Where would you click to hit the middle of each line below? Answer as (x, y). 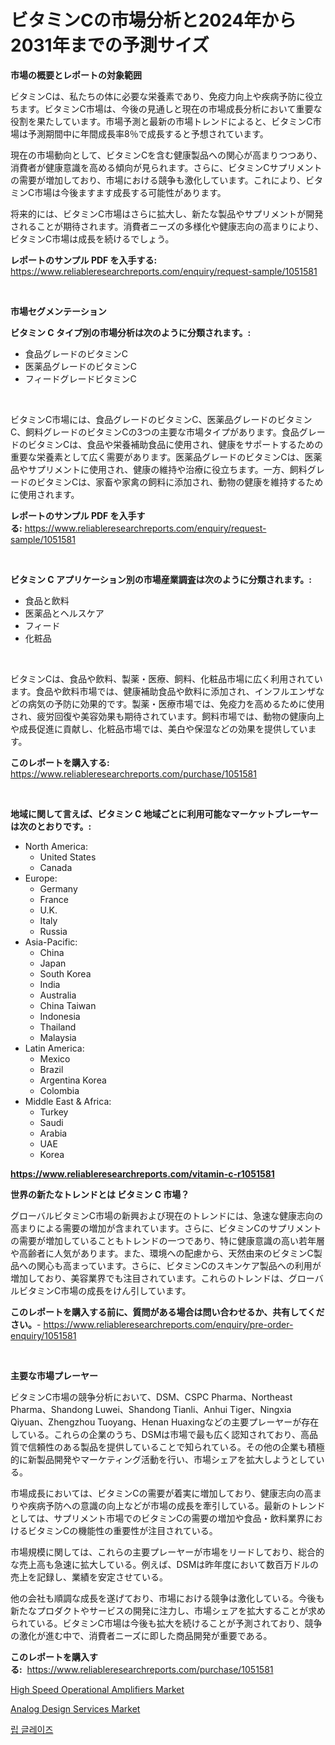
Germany (58, 888)
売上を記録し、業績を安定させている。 (89, 1577)
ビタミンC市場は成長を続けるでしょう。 (92, 238)
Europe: (41, 878)
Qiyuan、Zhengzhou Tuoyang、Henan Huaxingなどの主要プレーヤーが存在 (165, 1422)
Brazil (51, 1069)
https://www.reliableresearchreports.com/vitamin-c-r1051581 (142, 1173)
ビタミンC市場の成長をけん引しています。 (105, 1290)
